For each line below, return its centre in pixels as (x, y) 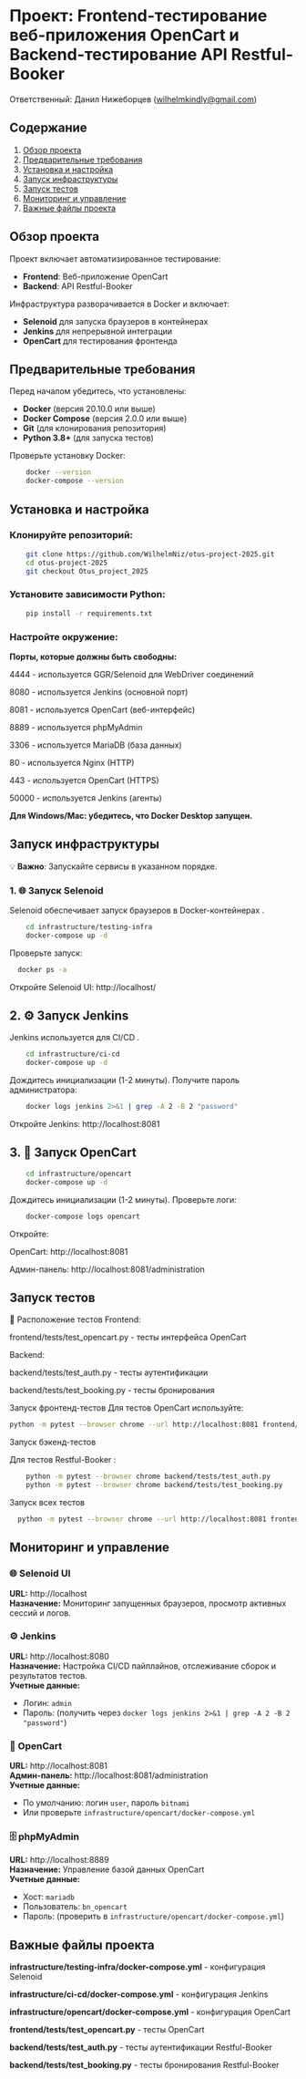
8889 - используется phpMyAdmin (76, 727)
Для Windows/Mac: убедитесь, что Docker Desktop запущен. (131, 815)
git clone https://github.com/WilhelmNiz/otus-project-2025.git (150, 554)
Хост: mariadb (48, 1897)
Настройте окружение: (64, 636)
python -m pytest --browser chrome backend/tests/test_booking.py (154, 1485)
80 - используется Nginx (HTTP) (72, 762)
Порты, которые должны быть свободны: (93, 657)
